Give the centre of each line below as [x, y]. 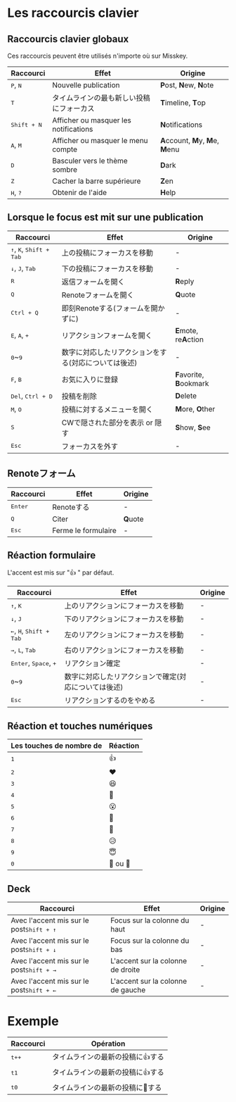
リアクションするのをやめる [110, 701]
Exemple [33, 1021]
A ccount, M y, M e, [190, 140]
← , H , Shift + [30, 631]
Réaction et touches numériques [80, 726]
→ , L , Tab [24, 650]
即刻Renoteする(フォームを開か [113, 308]
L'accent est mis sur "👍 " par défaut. [61, 572]
